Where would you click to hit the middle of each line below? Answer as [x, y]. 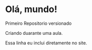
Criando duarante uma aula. [34, 33]
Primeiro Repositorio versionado [38, 23]
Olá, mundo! [31, 9]
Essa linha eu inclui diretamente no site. [46, 43]
